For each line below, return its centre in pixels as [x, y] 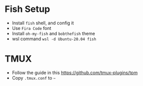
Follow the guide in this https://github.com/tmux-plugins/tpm [75, 73]
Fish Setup [28, 9]
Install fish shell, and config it [43, 23]
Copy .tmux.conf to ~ [34, 78]
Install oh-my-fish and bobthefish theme [53, 33]
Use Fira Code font [32, 28]
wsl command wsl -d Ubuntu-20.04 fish [54, 39]
